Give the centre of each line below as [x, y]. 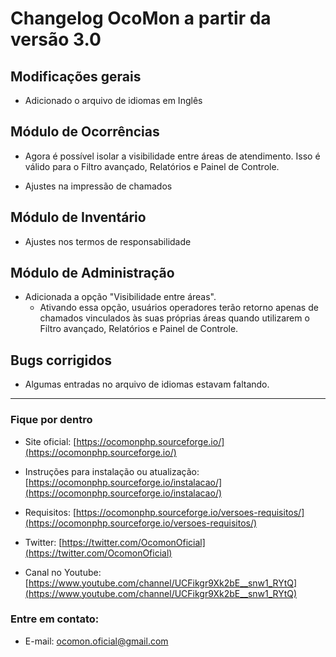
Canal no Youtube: [63, 572]
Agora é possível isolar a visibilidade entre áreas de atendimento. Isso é [172, 156]
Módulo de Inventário [78, 217]
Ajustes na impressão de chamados [98, 186]
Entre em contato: [55, 619]
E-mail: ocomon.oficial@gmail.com [96, 641]
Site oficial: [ [50, 441]
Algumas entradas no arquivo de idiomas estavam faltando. [147, 384]
